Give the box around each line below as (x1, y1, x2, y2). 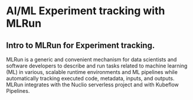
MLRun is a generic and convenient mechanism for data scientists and (6, 56, 177, 63)
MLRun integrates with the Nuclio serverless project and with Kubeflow (6, 81, 179, 88)
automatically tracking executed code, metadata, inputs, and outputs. (6, 75, 175, 82)
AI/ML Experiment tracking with (6, 4, 165, 18)
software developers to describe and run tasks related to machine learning (6, 62, 188, 69)
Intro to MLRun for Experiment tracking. (6, 40, 155, 50)
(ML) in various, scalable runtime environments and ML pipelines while (6, 69, 178, 75)
